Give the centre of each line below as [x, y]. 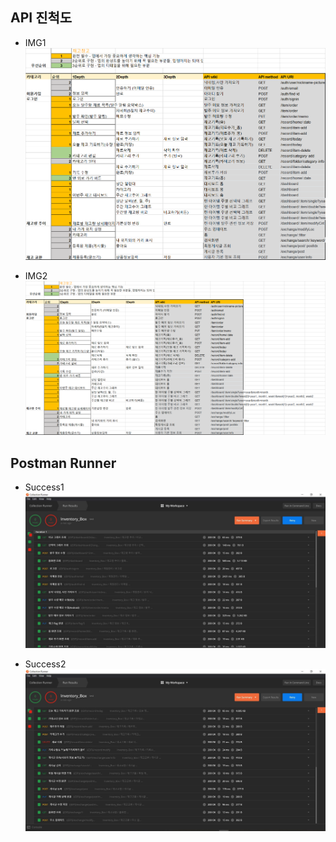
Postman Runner [63, 463]
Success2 [45, 664]
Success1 [44, 487]
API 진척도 [41, 18]
